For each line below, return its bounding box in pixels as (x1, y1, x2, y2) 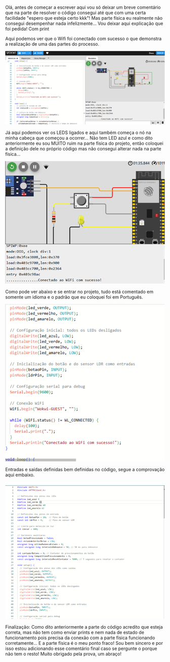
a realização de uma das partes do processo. (5, 41, 100, 47)
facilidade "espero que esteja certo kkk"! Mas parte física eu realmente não (5, 15, 163, 21)
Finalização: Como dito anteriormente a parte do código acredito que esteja (5, 624, 163, 630)
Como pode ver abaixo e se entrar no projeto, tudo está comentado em (5, 288, 153, 295)
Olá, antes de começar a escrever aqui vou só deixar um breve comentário (5, 5, 161, 10)
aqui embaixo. (5, 472, 35, 478)
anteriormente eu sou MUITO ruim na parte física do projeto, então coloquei (5, 140, 163, 146)
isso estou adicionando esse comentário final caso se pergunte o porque (5, 645, 157, 651)
